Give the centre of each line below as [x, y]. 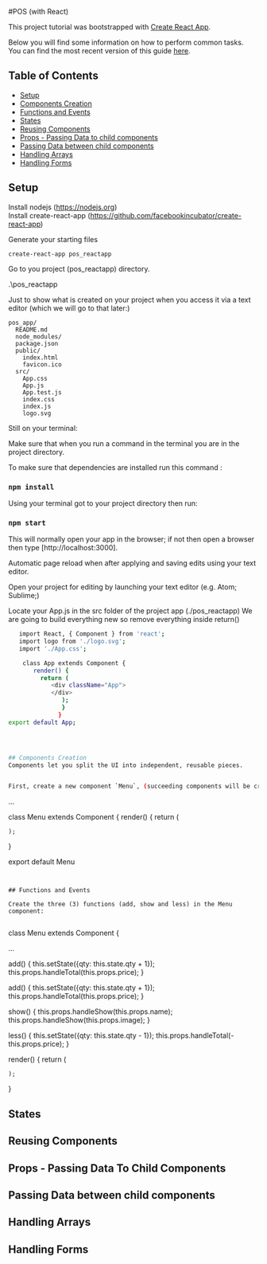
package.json [37, 343]
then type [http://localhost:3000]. [63, 548]
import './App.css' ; [53, 648]
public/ [28, 350]
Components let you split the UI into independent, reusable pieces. [126, 765]
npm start [27, 522]
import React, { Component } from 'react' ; [92, 634]
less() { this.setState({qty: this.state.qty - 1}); [81, 1035]
